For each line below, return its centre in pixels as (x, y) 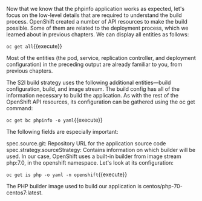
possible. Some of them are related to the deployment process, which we (97, 28)
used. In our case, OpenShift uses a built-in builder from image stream (94, 156)
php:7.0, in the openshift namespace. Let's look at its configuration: (90, 163)
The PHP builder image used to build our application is (74, 186)
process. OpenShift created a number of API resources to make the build (97, 21)
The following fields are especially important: (62, 132)
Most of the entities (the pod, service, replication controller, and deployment (101, 58)
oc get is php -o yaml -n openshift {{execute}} (67, 174)
